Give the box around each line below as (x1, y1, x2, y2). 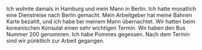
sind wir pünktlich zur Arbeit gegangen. (6, 37, 105, 44)
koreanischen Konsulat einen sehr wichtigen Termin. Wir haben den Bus (6, 24, 186, 31)
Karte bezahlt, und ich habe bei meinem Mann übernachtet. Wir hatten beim (6, 18, 195, 25)
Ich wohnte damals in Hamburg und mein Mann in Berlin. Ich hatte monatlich (6, 5, 197, 12)
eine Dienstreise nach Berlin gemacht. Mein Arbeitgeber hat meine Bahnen (6, 11, 192, 19)
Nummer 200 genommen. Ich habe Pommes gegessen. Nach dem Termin (6, 31, 191, 38)
